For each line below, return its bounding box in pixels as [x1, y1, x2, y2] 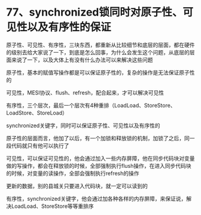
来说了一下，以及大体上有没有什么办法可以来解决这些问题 [11, 56, 153, 63]
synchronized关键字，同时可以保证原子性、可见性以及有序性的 [6, 122, 160, 129]
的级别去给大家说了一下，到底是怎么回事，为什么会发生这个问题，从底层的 [6, 48, 190, 56]
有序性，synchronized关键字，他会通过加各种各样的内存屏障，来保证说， [6, 195, 187, 202]
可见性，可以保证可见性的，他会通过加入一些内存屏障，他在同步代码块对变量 [6, 155, 195, 162]
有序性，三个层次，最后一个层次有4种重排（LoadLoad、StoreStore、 [6, 102, 176, 109]
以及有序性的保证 [27, 20, 112, 34]
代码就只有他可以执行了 [11, 142, 69, 149]
